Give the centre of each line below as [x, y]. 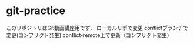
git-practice [36, 11]
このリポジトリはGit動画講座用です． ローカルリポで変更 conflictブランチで [97, 28]
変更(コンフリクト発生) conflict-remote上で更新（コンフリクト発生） [89, 35]
